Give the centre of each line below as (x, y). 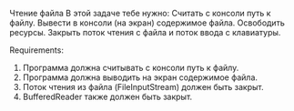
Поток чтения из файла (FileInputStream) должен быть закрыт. (143, 87)
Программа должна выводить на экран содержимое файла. (140, 77)
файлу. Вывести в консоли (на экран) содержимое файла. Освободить (147, 23)
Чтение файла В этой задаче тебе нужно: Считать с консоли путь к (140, 13)
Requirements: (36, 50)
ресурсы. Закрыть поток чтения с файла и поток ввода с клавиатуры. (145, 32)
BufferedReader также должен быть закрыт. (107, 96)
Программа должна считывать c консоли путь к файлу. (131, 68)
